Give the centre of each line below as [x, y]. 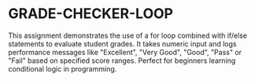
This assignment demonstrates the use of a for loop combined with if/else [128, 35]
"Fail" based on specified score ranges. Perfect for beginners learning [122, 61]
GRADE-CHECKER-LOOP [91, 14]
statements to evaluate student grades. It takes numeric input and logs [122, 43]
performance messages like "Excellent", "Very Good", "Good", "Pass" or [125, 52]
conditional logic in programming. [63, 68]
